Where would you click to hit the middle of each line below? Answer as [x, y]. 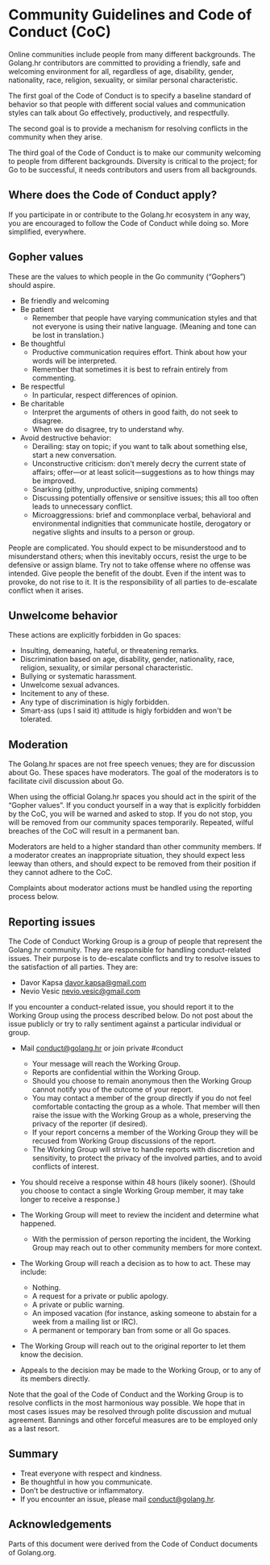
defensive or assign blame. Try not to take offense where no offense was [130, 564]
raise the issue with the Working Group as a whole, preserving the [141, 1115]
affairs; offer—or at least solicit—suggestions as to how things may [143, 472]
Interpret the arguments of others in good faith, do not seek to [135, 412]
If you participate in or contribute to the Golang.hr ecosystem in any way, [130, 214]
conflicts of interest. [65, 1166]
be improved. [54, 481]
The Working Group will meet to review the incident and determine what [139, 1215]
